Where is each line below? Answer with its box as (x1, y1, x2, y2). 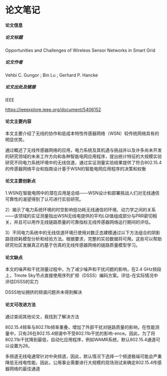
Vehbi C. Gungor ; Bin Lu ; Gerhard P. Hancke (5, 72, 98, 78)
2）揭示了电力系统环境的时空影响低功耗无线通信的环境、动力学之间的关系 (5, 207, 156, 213)
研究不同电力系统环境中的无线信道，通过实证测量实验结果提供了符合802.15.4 (5, 159, 162, 165)
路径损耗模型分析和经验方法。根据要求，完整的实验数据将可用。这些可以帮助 (5, 236, 162, 242)
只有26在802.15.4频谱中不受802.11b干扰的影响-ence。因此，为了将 (18, 330, 156, 336)
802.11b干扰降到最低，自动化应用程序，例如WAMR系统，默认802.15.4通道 (5, 336, 156, 342)
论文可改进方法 (5, 301, 36, 308)
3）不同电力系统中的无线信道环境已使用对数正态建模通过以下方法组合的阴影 (5, 230, 161, 236)
